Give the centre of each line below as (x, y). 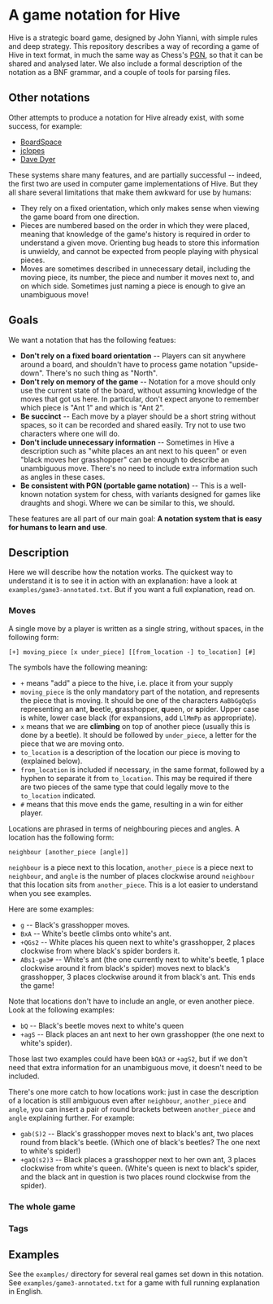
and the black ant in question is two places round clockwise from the (135, 1177)
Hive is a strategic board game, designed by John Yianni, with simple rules (133, 37)
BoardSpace (41, 142)
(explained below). (51, 761)
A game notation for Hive (94, 15)
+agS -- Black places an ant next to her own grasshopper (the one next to (142, 1034)
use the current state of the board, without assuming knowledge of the (139, 390)
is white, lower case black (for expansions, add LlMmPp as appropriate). (139, 718)
